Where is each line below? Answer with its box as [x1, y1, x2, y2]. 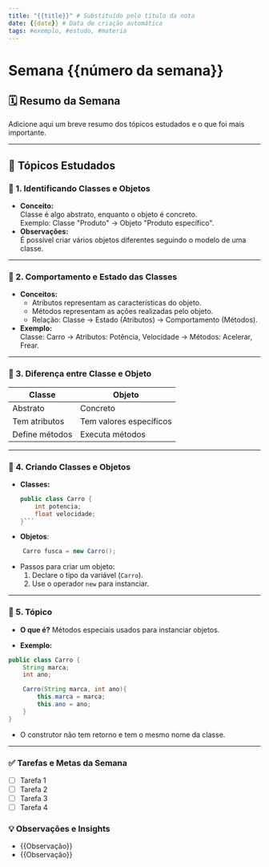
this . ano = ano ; [37, 700, 91, 708]
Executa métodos [79, 429, 146, 440]
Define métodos [12, 429, 73, 440]
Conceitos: [19, 290, 58, 299]
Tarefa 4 [19, 803, 48, 812]
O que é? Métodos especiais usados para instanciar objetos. [19, 625, 220, 634]
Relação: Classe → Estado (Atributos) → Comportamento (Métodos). [31, 315, 258, 325]
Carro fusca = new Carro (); [22, 547, 116, 556]
